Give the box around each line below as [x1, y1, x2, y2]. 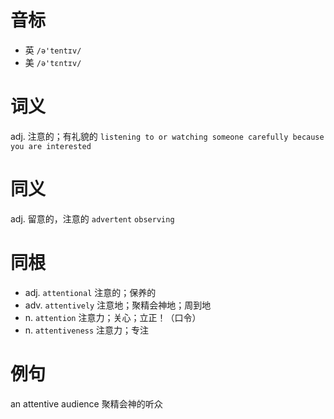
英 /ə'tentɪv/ [24, 44, 82, 56]
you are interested [10, 141, 92, 151]
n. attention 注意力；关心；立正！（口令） [24, 311, 202, 323]
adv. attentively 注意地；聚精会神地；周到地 [24, 299, 212, 311]
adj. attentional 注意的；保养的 [24, 286, 157, 298]
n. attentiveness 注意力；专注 [24, 324, 150, 336]
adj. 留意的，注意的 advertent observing [10, 212, 175, 225]
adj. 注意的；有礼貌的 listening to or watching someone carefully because [10, 130, 325, 142]
